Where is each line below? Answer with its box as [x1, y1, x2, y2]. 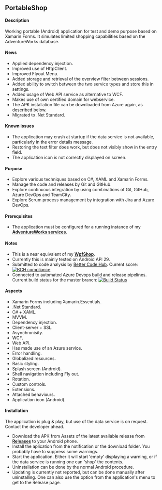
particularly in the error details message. [12, 139, 93, 145]
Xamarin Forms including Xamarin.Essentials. [12, 298, 102, 305]
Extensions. [12, 386, 35, 392]
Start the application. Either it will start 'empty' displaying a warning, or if [12, 454, 157, 460]
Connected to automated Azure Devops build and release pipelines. [12, 272, 147, 278]
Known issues [5, 123, 34, 129]
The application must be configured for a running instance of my [12, 224, 141, 230]
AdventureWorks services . [12, 229, 68, 235]
